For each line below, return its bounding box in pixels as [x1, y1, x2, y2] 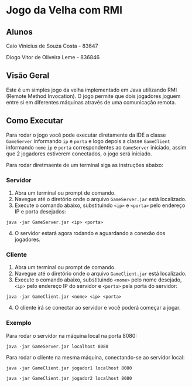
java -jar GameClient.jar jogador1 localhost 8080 [6, 365, 132, 371]
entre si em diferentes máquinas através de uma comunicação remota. [6, 99, 177, 106]
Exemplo [6, 319, 32, 327]
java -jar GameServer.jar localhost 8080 [6, 344, 109, 349]
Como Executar [6, 116, 64, 126]
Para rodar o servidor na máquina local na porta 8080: [6, 332, 138, 339]
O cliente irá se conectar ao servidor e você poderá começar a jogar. [14, 304, 181, 311]
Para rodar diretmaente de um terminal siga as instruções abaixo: [6, 161, 164, 168]
